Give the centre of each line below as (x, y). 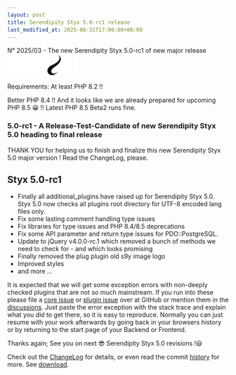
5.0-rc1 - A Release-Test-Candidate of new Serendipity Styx (112, 126)
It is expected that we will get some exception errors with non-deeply (108, 285)
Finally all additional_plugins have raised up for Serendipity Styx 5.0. (116, 196)
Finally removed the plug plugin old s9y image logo (91, 256)
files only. (31, 212)
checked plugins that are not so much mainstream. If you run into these (111, 293)
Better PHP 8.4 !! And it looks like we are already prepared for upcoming (112, 100)
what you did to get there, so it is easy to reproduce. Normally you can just (115, 315)
